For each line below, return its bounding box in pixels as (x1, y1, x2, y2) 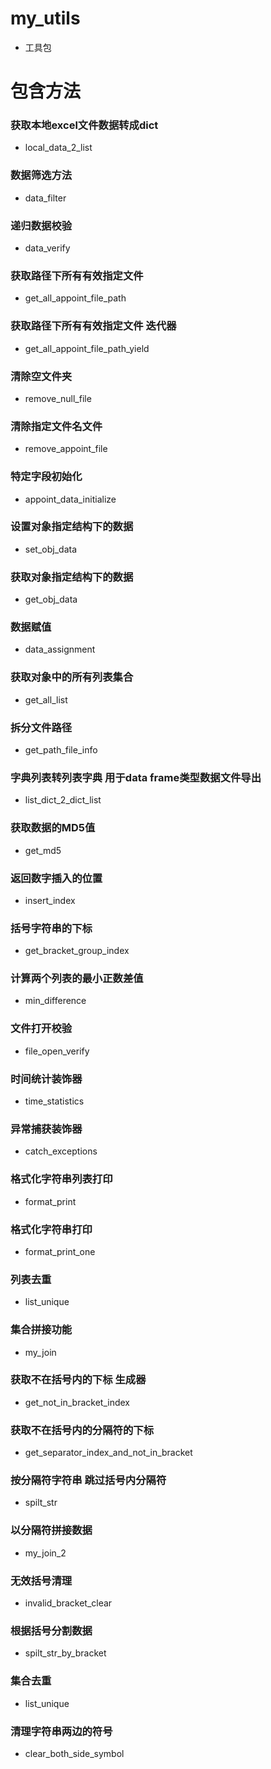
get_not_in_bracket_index (24, 1396, 130, 1408)
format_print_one (24, 1245, 96, 1257)
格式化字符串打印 (10, 1222, 93, 1236)
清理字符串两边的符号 (10, 1724, 113, 1738)
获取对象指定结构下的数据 (10, 570, 134, 584)
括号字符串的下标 (10, 921, 93, 935)
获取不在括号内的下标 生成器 (10, 1373, 147, 1387)
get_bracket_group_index (24, 945, 130, 957)
